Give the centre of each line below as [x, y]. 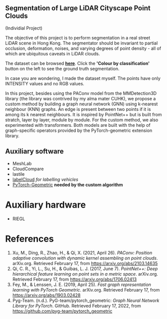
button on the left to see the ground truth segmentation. [62, 68]
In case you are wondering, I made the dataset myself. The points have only [83, 78]
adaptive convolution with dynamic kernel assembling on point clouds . [85, 258]
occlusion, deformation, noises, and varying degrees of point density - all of [83, 48]
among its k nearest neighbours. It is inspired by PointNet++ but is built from [83, 114]
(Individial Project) [24, 28]
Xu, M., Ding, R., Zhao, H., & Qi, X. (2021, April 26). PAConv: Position [82, 253]
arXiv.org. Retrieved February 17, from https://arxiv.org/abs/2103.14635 [85, 263]
